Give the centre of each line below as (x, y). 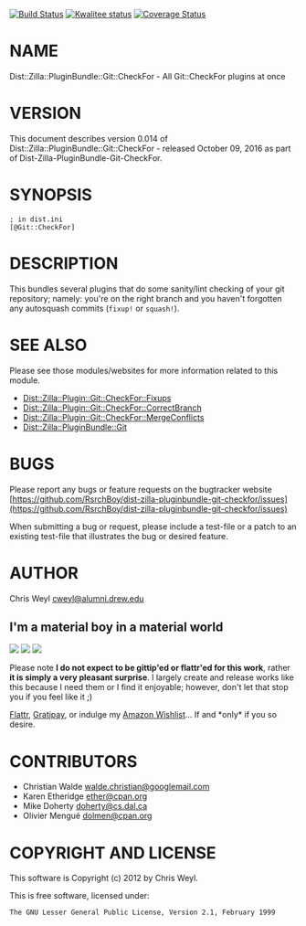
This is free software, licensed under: (79, 896)
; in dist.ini (37, 219)
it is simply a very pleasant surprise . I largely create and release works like (152, 677)
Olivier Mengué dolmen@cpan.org (87, 816)
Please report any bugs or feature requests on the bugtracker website (141, 489)
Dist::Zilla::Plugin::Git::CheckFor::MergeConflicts (113, 417)
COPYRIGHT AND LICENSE (113, 852)
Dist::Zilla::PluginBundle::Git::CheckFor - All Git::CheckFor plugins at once (148, 76)
